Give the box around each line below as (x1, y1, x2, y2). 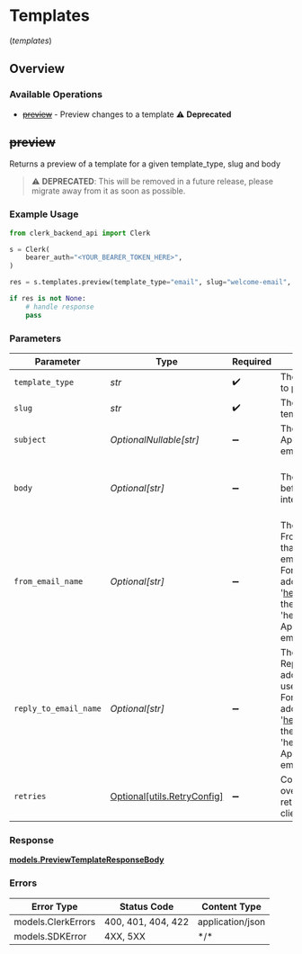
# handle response (25, 302, 94, 311)
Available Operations (9, 88, 103, 101)
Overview (9, 61, 66, 76)
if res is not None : (9, 294, 87, 303)
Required (232, 355, 272, 368)
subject (13, 435, 47, 445)
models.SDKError (13, 930, 87, 942)
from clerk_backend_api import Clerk (9, 229, 151, 238)
